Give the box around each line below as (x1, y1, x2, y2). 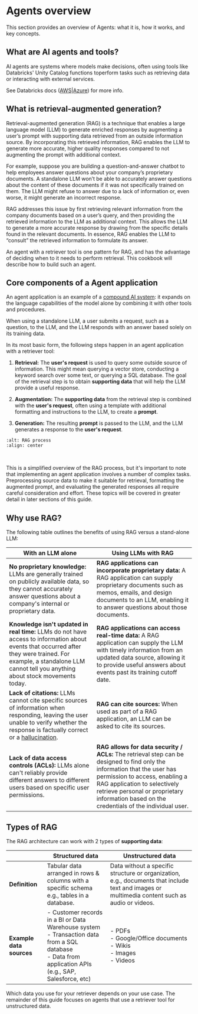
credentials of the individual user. (96, 802, 189, 810)
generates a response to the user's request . (14, 426, 123, 433)
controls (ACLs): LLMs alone (9, 761, 90, 769)
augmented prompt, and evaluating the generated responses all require (6, 483, 179, 490)
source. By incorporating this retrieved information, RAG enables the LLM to (6, 138, 190, 145)
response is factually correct (9, 726, 88, 734)
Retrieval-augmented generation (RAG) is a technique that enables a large (6, 119, 186, 126)
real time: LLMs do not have (9, 628, 87, 636)
